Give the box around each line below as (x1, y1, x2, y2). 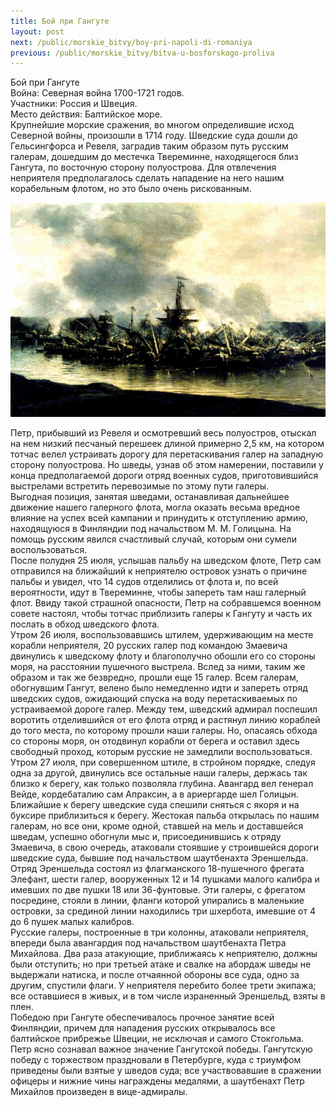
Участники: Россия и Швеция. (10, 98, 138, 110)
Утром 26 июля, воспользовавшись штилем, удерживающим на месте (10, 628, 314, 640)
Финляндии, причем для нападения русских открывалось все (10, 1021, 276, 1034)
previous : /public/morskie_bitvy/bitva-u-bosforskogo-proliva (10, 48, 275, 58)
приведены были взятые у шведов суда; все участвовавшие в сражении (10, 1064, 322, 1076)
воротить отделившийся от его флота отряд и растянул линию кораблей (10, 713, 321, 725)
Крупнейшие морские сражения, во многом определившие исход (10, 119, 295, 131)
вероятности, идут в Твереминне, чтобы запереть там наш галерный (10, 586, 307, 598)
